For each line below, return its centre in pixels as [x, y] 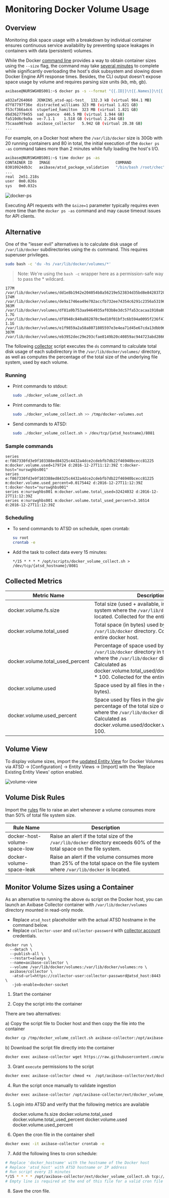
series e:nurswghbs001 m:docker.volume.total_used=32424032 [70, 492]
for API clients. [20, 216]
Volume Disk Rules [35, 798]
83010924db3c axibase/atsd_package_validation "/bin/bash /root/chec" [85, 167]
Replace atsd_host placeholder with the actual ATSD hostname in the [84, 920]
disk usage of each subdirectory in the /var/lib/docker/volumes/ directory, [83, 351]
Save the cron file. [31, 1191]
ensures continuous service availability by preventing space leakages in [80, 45]
